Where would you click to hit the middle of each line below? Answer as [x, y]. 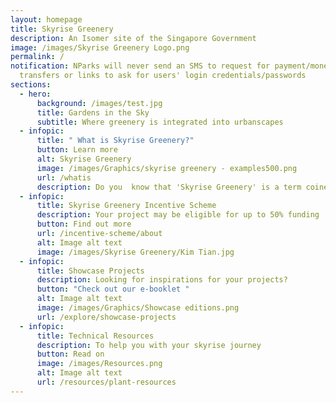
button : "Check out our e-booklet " [113, 289]
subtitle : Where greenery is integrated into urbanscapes [160, 122]
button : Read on [70, 354]
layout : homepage [46, 19]
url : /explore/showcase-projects [106, 317]
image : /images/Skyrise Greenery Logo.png [100, 47]
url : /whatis [64, 177]
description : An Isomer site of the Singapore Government [133, 38]
